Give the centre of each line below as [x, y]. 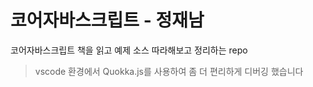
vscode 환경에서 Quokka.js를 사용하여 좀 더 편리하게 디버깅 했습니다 [169, 71]
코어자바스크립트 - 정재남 [107, 20]
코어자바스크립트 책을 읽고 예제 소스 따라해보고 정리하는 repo [129, 50]
